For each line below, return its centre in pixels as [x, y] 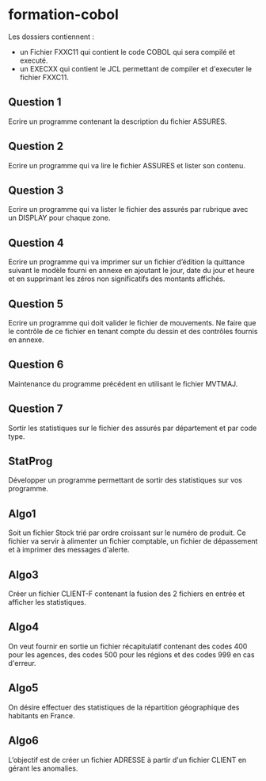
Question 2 [36, 146]
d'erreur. [23, 663]
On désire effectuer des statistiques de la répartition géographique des [124, 707]
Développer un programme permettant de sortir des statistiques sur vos [125, 480]
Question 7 [36, 409]
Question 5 [36, 304]
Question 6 [36, 365]
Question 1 [35, 102]
